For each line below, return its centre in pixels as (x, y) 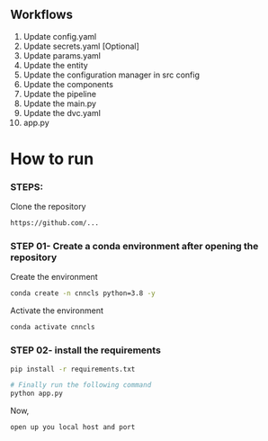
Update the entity (55, 65)
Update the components (68, 84)
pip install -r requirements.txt (73, 369)
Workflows (41, 15)
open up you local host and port (73, 427)
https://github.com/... (55, 223)
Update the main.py (60, 103)
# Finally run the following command (81, 385)
